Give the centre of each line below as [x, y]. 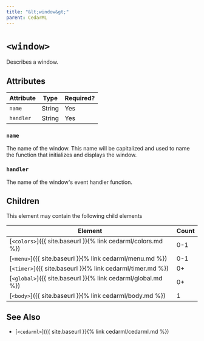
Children [23, 201]
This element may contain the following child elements [74, 215]
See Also [23, 317]
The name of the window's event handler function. [69, 182]
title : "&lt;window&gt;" [38, 12]
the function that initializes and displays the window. [72, 155]
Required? [80, 98]
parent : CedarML [27, 18]
